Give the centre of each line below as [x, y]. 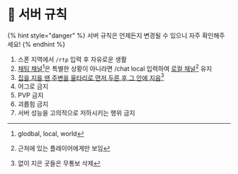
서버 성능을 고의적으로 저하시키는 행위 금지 [76, 113]
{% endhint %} [44, 44]
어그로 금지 [33, 86]
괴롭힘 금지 [33, 104]
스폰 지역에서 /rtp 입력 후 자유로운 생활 [72, 59]
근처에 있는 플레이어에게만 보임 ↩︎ [64, 149]
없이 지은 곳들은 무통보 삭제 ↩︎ [59, 163]
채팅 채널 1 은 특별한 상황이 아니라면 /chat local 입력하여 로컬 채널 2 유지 [115, 68]
